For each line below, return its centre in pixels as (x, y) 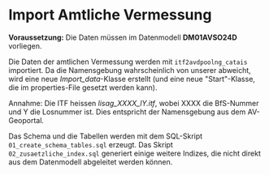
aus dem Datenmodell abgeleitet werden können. (91, 162)
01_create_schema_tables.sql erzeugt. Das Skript (91, 144)
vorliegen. (25, 45)
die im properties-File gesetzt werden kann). (83, 87)
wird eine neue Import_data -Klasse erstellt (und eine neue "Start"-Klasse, (132, 79)
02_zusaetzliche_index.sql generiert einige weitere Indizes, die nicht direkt (135, 153)
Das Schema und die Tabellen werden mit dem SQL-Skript (106, 136)
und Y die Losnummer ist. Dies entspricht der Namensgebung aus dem (127, 112)
